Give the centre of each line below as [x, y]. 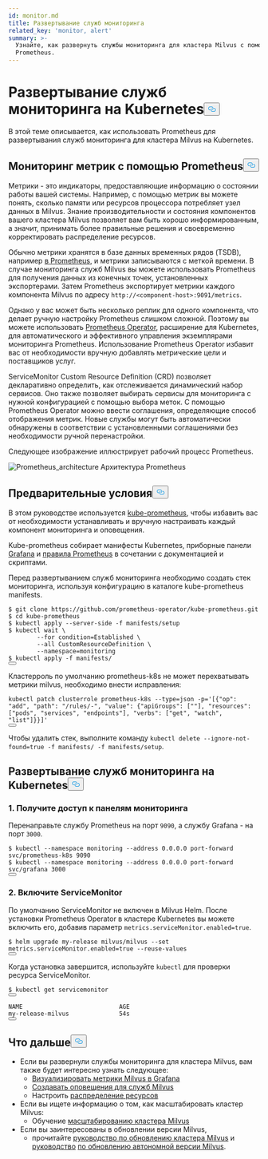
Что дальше [39, 1042]
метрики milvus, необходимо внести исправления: [95, 685]
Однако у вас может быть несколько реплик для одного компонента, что [134, 310]
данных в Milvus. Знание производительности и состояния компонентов [132, 211]
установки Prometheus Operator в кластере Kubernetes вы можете [122, 919]
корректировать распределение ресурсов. [82, 236]
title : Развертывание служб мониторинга [77, 23]
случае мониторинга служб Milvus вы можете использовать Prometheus [132, 269]
